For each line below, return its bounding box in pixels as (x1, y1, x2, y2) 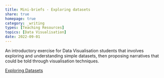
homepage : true (5, 16, 36, 21)
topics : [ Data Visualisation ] (5, 30, 67, 35)
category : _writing (5, 20, 45, 26)
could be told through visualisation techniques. (5, 58, 99, 64)
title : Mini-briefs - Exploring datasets (5, 7, 91, 12)
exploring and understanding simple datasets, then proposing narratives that (5, 53, 159, 58)
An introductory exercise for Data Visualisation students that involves (5, 47, 144, 54)
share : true (5, 12, 29, 17)
